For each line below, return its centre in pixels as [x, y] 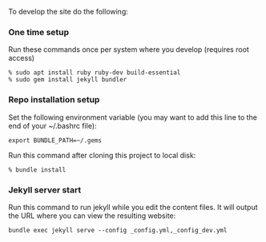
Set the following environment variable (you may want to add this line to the [133, 117]
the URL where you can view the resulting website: [92, 216]
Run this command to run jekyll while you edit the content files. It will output [133, 207]
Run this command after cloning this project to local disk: [102, 155]
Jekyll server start [45, 189]
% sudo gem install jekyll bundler [68, 80]
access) [21, 58]
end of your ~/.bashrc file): [53, 125]
